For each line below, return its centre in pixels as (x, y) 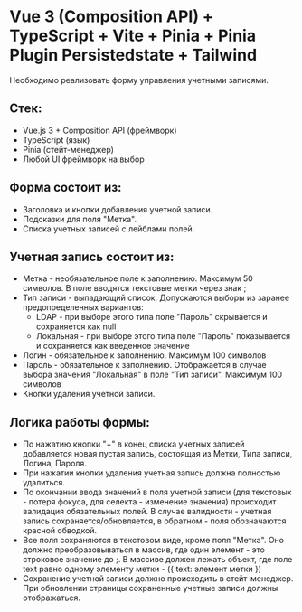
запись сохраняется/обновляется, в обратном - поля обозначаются (154, 521)
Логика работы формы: (80, 422)
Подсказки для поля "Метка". (80, 219)
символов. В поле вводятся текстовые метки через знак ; (134, 288)
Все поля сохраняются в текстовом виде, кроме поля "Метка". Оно (153, 541)
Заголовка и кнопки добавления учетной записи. (118, 209)
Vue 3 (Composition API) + (112, 17)
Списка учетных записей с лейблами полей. (109, 229)
